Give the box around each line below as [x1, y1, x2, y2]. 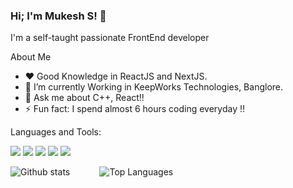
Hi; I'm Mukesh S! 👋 [10, 9, 107, 23]
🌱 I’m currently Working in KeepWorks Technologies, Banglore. [24, 81, 284, 93]
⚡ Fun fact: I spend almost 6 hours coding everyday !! [24, 103, 246, 115]
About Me [10, 51, 52, 63]
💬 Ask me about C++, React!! [24, 92, 145, 104]
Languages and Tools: [10, 126, 102, 138]
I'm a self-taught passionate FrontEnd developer [10, 32, 210, 44]
